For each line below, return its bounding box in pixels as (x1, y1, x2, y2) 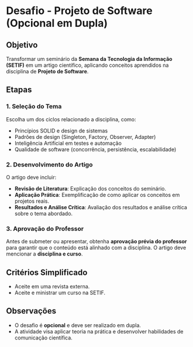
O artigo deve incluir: (6, 173, 57, 181)
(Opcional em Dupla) (6, 16, 108, 30)
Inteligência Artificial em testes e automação (14, 140, 122, 147)
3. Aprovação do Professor (6, 224, 84, 233)
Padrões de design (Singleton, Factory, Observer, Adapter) (14, 133, 156, 140)
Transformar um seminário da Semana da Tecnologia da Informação (6, 56, 173, 62)
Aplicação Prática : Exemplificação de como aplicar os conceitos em (14, 191, 180, 198)
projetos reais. (14, 198, 50, 205)
